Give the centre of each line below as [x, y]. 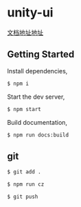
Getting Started [41, 54]
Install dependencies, [37, 71]
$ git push [23, 197]
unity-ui [30, 13]
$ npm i [18, 84]
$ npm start [24, 109]
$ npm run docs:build [38, 135]
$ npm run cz [26, 184]
